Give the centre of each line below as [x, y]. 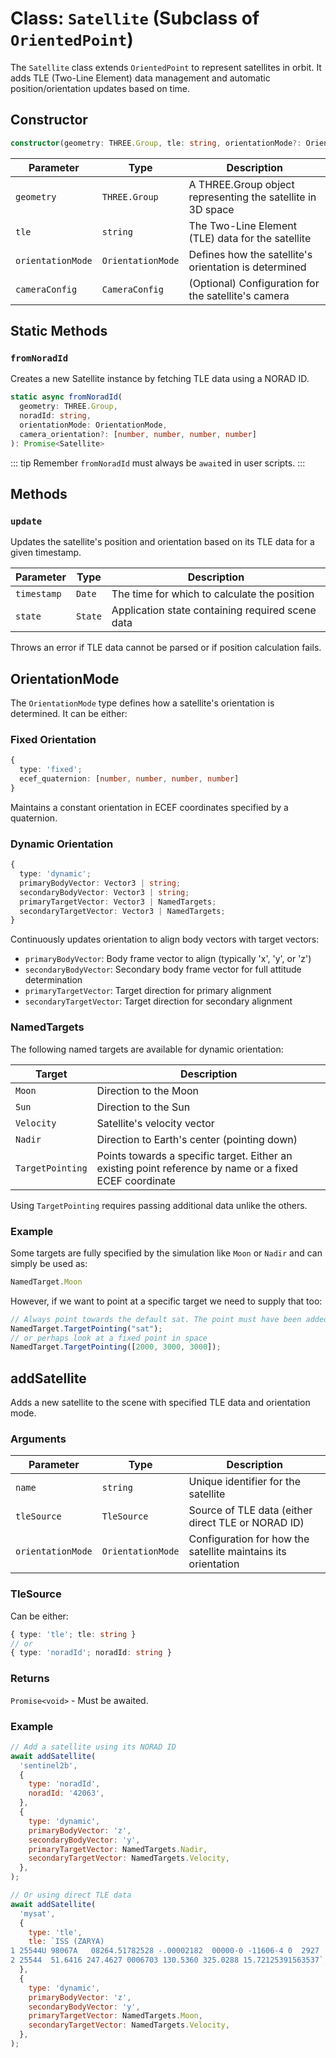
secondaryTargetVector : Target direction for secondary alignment [158, 1001]
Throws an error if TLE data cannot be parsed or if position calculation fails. [166, 648]
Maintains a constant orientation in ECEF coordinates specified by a [149, 807]
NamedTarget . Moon [46, 1282]
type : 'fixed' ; [51, 770]
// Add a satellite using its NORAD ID [93, 1747]
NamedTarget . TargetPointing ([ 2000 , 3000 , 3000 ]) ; [116, 1347]
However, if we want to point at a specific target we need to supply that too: [166, 1301]
